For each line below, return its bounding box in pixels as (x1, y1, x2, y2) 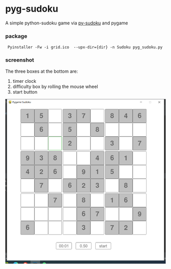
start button (12, 88, 38, 95)
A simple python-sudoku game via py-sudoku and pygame (5, 20, 128, 26)
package (5, 33, 27, 40)
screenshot (5, 56, 35, 64)
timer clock (12, 78, 37, 84)
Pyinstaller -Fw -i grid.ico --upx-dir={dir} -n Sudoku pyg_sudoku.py (7, 45, 163, 50)
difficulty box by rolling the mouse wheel (12, 83, 98, 89)
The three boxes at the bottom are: (5, 68, 78, 74)
